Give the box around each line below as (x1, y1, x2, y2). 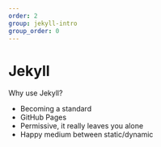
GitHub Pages (19, 112, 67, 122)
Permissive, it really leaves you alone (19, 121, 144, 131)
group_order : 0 (8, 27, 60, 35)
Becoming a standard (19, 104, 91, 114)
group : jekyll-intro (8, 19, 78, 27)
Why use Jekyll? (8, 88, 63, 98)
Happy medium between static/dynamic (19, 130, 154, 140)
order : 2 (8, 11, 38, 20)
